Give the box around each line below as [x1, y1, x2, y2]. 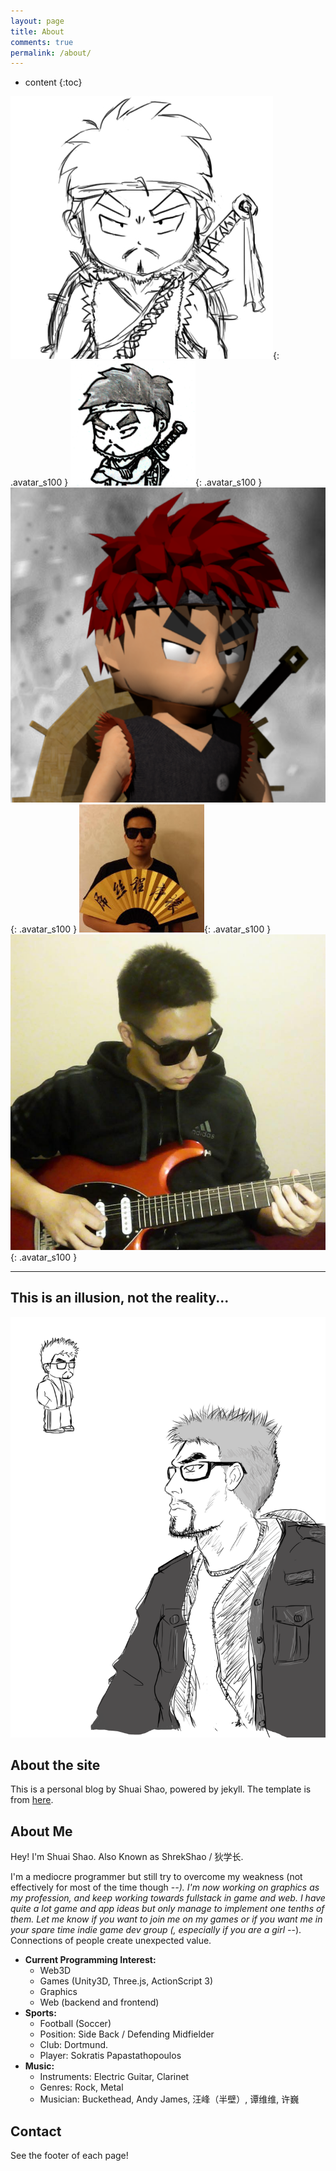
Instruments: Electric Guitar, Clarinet [39, 2071, 190, 2083]
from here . [10, 1794, 54, 1806]
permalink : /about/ [10, 48, 92, 58]
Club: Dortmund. [39, 2039, 109, 2051]
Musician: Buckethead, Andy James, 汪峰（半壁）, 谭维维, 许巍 [39, 2093, 300, 2105]
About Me [10, 1823, 73, 1840]
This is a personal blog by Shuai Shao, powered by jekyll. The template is [10, 1783, 312, 1795]
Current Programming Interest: [24, 1954, 157, 1966]
